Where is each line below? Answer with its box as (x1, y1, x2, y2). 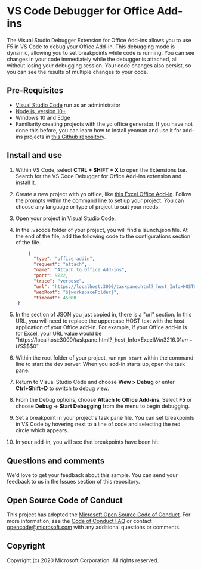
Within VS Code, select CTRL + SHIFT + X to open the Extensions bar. (15, 166, 187, 174)
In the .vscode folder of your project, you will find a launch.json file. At (15, 226, 188, 233)
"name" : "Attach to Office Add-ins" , (33, 267, 128, 273)
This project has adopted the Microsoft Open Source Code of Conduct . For (7, 511, 191, 518)
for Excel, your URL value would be (15, 330, 102, 337)
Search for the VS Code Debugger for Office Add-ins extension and (15, 172, 182, 179)
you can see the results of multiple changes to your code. (7, 68, 149, 75)
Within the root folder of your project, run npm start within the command (15, 354, 194, 361)
